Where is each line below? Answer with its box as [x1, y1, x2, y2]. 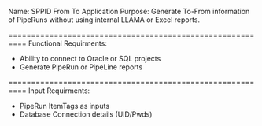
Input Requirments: [28, 86, 90, 95]
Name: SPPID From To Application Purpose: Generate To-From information [8, 7, 250, 16]
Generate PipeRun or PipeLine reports [19, 62, 143, 72]
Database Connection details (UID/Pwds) [19, 109, 153, 119]
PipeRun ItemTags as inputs [19, 102, 110, 110]
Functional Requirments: [28, 39, 108, 48]
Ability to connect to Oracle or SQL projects [19, 54, 161, 63]
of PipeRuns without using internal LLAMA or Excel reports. [8, 15, 201, 24]
